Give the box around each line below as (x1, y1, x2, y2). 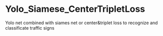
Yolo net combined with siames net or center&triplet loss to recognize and (5, 20, 158, 26)
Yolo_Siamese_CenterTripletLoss (5, 3, 145, 15)
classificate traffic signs (5, 25, 55, 31)
